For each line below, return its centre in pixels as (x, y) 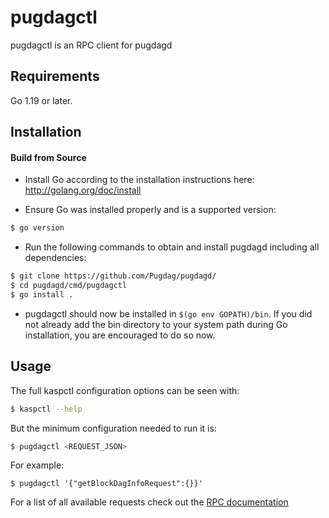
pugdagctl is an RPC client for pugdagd (91, 45)
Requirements (55, 76)
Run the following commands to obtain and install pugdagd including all (172, 247)
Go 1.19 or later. (41, 100)
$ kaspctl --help (46, 409)
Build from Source (48, 157)
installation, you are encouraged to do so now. (120, 335)
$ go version (37, 228)
